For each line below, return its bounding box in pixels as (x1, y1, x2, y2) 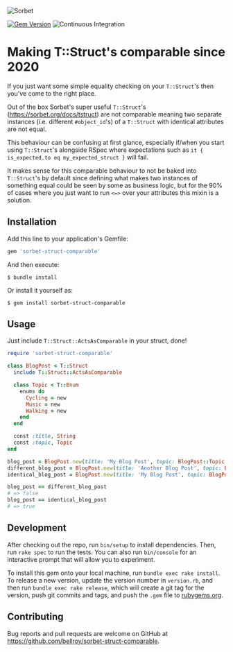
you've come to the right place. (7, 89, 96, 97)
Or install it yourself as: (7, 286, 73, 294)
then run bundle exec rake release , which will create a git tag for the (7, 583, 205, 592)
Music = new (25, 401, 60, 408)
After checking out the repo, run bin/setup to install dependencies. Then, (7, 540, 216, 549)
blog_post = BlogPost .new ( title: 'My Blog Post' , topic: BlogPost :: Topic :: (7, 458, 231, 465)
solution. (7, 196, 33, 204)
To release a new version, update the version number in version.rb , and (7, 576, 214, 584)
